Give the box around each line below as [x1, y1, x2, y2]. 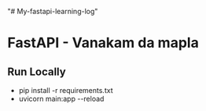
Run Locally [7, 65, 66, 78]
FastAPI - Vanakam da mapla [7, 34, 200, 52]
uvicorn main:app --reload [18, 94, 105, 103]
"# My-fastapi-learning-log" [7, 7, 98, 16]
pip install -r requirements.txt [18, 86, 113, 95]
